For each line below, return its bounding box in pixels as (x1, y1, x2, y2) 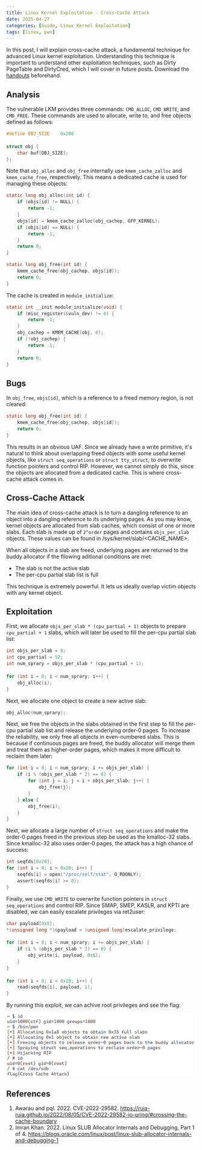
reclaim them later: (6, 753, 53, 760)
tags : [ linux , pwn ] (6, 29, 55, 35)
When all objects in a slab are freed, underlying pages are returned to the (6, 546, 189, 553)
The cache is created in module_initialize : (6, 291, 114, 299)
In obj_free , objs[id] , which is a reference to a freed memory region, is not (6, 394, 194, 401)
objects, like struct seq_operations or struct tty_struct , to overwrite (6, 456, 181, 463)
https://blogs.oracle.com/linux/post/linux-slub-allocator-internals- (28, 1131, 192, 1138)
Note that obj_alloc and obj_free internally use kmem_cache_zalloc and (6, 167, 182, 175)
